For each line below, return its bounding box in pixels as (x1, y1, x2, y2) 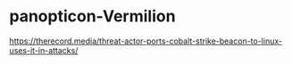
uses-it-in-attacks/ (9, 44, 79, 55)
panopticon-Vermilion (9, 6, 176, 27)
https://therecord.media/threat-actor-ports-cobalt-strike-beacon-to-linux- (9, 36, 283, 46)
